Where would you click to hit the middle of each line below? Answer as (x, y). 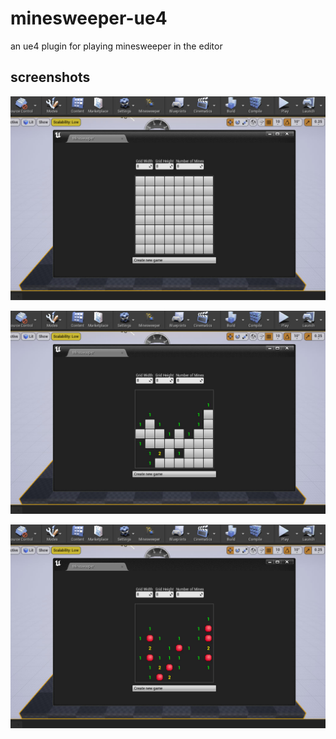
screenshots (50, 77)
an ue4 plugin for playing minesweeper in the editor (116, 46)
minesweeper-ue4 (89, 18)
